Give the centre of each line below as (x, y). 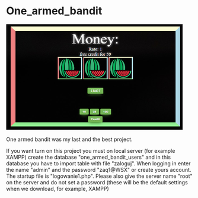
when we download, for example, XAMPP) (58, 188)
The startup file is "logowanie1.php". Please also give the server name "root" (99, 176)
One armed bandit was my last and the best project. (69, 139)
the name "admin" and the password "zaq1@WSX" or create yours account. (99, 169)
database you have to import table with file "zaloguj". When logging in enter (98, 163)
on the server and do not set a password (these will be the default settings (97, 182)
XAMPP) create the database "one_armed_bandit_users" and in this (88, 157)
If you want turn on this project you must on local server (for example (91, 150)
